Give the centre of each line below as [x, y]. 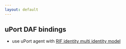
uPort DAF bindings [36, 30]
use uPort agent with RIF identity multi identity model [66, 41]
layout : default [21, 10]
